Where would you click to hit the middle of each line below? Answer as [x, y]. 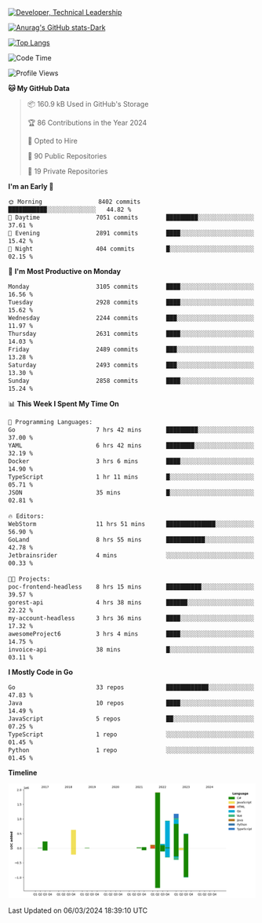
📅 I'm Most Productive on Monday [65, 271]
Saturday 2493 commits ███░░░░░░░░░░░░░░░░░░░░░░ [131, 365]
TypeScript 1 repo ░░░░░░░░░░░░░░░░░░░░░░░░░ [131, 735]
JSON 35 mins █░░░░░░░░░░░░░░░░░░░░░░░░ [131, 493]
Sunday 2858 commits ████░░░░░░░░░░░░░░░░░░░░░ [131, 381]
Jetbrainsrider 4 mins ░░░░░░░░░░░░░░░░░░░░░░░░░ [131, 556]
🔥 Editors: [26, 516]
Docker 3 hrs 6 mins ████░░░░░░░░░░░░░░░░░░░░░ [131, 461]
